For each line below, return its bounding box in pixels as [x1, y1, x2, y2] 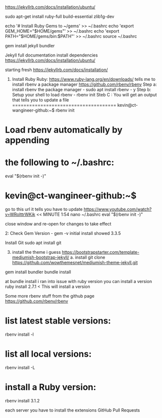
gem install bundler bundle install [5, 269, 71, 275]
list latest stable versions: [5, 315, 111, 326]
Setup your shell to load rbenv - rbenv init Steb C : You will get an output [12, 92, 157, 97]
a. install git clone [70, 254, 105, 260]
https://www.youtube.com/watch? [83, 207, 152, 212]
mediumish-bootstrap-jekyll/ [12, 254, 69, 260]
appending [5, 135, 50, 146]
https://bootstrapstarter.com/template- [62, 249, 140, 255]
